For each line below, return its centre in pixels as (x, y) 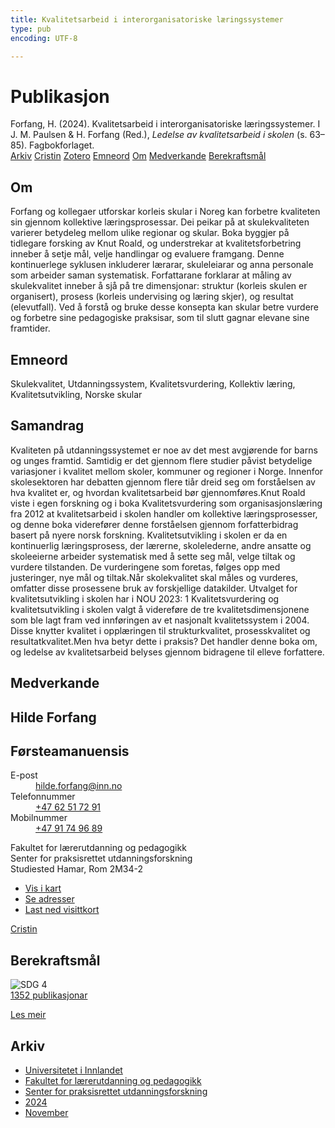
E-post (24, 775)
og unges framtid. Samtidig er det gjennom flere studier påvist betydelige (161, 460)
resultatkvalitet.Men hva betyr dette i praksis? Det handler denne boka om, (164, 641)
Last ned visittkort (62, 910)
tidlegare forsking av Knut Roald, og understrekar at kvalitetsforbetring (156, 243)
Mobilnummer (39, 818)
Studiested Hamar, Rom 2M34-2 (77, 869)
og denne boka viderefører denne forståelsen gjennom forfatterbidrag (154, 524)
